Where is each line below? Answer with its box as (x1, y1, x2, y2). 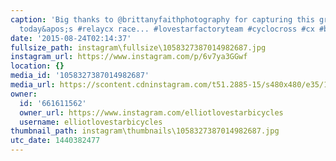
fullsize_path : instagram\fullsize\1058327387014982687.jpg (10, 42, 267, 53)
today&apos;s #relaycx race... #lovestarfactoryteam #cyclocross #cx (19, 24, 315, 34)
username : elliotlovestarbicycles (19, 117, 163, 127)
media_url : (10, 80, 56, 90)
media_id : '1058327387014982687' (10, 71, 150, 81)
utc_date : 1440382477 (10, 136, 101, 146)
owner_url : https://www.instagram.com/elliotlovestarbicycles (19, 107, 284, 118)
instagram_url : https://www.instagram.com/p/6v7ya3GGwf (10, 52, 248, 62)
